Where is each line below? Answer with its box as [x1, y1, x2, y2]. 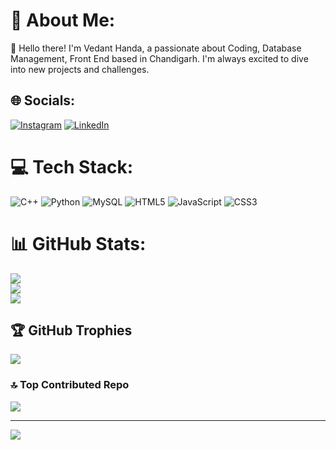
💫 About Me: [10, 9, 116, 32]
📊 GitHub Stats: [10, 232, 147, 255]
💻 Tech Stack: [10, 155, 134, 178]
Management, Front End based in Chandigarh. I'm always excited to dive [10, 52, 309, 64]
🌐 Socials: [10, 92, 76, 109]
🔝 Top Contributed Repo [10, 378, 130, 392]
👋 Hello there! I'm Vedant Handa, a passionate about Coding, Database [10, 42, 302, 54]
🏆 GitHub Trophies [10, 322, 133, 339]
